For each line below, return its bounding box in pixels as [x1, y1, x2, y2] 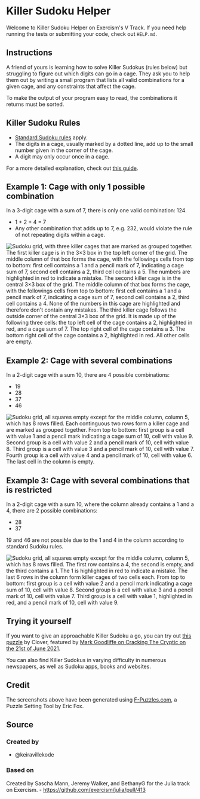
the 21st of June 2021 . [6, 645, 61, 652]
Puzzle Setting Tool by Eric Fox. [6, 702, 84, 709]
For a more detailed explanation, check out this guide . [6, 164, 139, 172]
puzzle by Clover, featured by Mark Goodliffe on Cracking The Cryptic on [6, 638, 186, 645]
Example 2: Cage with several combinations [6, 355, 173, 365]
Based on [6, 766, 34, 774]
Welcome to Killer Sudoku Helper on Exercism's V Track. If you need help [6, 24, 187, 31]
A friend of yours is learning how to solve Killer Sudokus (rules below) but [6, 63, 188, 71]
